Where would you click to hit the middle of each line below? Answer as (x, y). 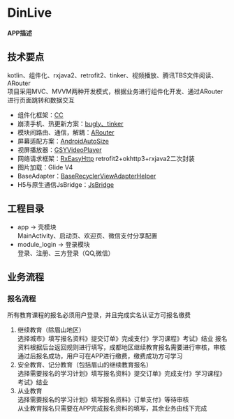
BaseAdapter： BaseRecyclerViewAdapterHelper (87, 176)
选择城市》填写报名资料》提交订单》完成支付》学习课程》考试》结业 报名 (122, 339)
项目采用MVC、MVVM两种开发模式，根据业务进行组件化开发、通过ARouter (115, 91)
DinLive (30, 13)
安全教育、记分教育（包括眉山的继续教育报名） (85, 365)
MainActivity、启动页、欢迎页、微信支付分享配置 (87, 236)
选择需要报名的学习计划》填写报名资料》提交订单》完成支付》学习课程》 (121, 374)
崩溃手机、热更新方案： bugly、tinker (70, 123)
